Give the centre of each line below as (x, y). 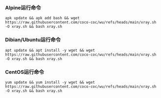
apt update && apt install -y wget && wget (50, 50)
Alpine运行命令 (23, 7)
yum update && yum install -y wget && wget (50, 82)
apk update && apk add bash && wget (42, 18)
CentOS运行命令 (24, 72)
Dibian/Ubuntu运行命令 (33, 40)
